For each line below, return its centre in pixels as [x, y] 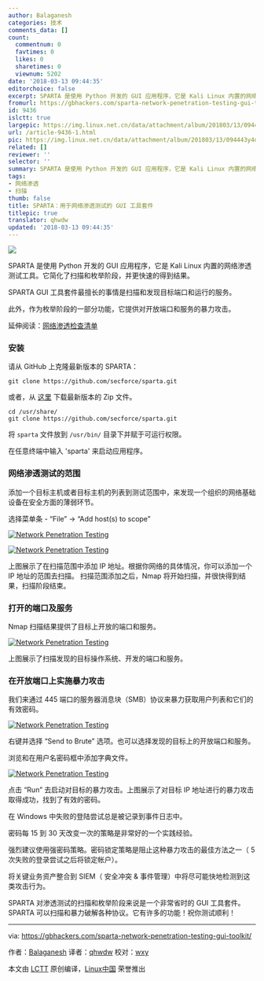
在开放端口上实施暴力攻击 [57, 680]
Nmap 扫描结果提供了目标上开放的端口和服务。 [84, 626]
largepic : [24, 125]
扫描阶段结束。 [46, 585]
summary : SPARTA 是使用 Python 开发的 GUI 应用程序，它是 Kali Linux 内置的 [127, 169]
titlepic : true [33, 213]
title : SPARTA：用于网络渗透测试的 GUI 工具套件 [81, 205]
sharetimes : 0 [38, 67]
